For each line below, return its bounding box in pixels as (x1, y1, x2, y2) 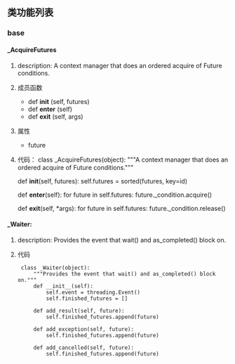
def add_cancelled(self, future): (33, 344, 135, 351)
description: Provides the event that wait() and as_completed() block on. (17, 235, 227, 244)
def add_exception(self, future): (33, 325, 135, 332)
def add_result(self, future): (33, 307, 125, 314)
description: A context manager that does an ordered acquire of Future (17, 61, 222, 70)
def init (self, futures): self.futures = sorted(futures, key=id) (17, 176, 188, 185)
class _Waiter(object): (20, 264, 90, 271)
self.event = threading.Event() (46, 289, 140, 296)
